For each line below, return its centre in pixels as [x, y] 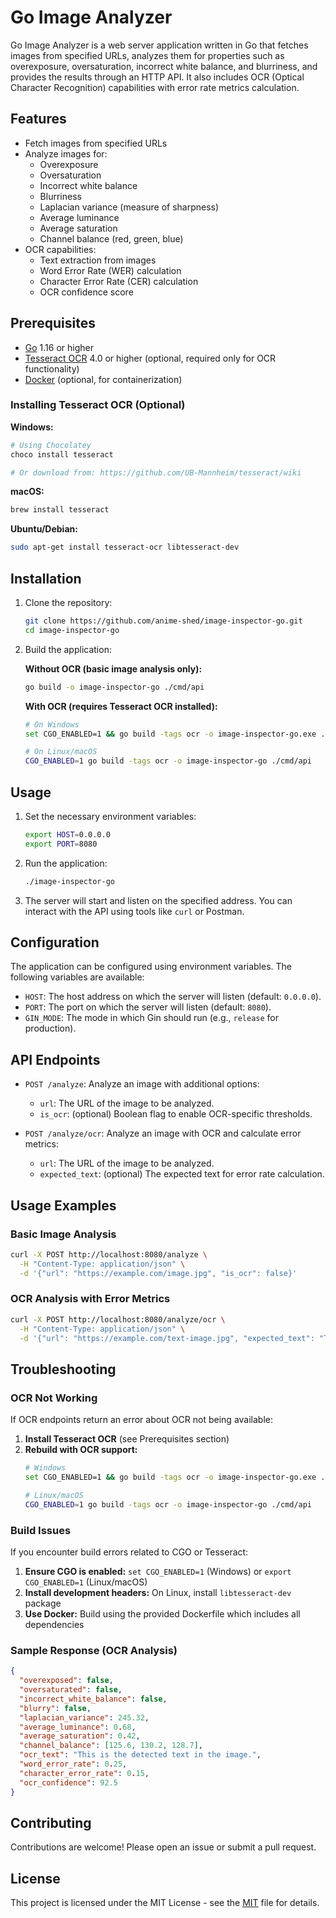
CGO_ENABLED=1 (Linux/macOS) [86, 1582]
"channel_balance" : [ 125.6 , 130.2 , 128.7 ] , [111, 1746]
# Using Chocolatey [51, 445]
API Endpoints [55, 1059]
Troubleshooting [63, 1369]
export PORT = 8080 [61, 844]
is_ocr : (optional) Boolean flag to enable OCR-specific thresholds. [176, 1114]
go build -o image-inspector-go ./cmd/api [114, 687]
